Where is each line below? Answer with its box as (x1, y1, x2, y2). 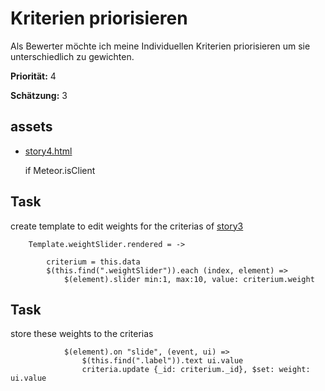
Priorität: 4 (10, 70, 57, 82)
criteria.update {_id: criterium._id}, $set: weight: (81, 365, 311, 375)
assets (10, 118, 53, 136)
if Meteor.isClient (24, 164, 96, 176)
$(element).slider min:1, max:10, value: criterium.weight (63, 274, 315, 284)
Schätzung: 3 (10, 89, 68, 101)
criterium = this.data (46, 257, 141, 267)
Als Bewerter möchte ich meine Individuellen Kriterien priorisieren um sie (10, 40, 311, 52)
